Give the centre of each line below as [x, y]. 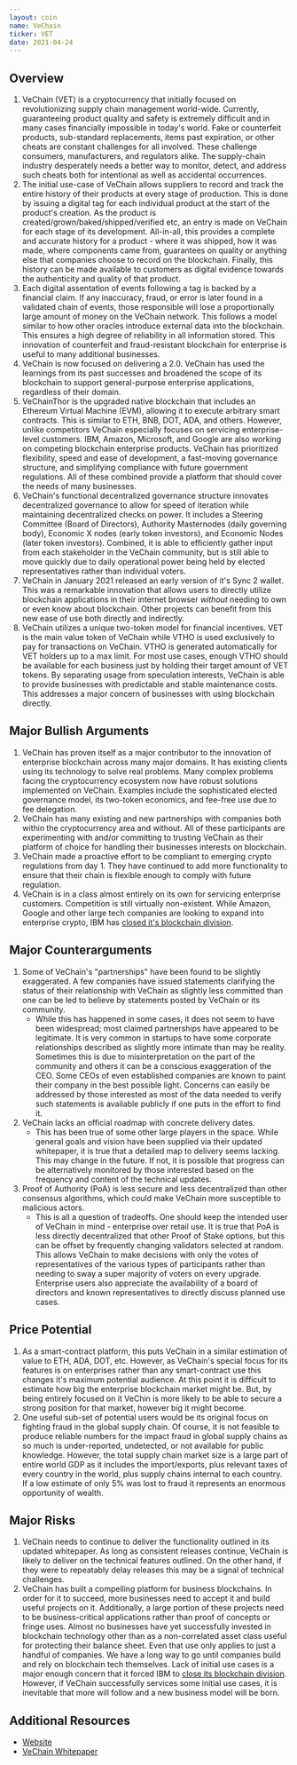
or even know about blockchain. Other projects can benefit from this [147, 609]
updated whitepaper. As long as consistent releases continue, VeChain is [155, 1551]
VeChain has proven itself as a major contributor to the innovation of [147, 752]
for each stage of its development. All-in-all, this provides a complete [148, 232]
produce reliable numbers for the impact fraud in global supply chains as [155, 1436]
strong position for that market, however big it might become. [134, 1407]
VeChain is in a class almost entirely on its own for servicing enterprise [151, 894]
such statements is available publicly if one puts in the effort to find [158, 1104]
